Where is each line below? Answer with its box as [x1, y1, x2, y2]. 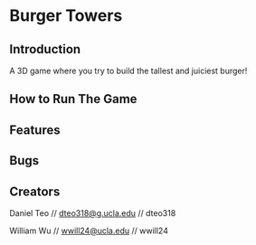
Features [9, 122, 61, 137]
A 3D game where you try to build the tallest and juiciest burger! [9, 65, 248, 76]
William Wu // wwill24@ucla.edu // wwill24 [9, 225, 169, 236]
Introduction [9, 42, 81, 57]
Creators [9, 184, 61, 199]
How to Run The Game [9, 91, 137, 107]
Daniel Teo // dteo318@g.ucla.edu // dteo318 [9, 207, 176, 218]
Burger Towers [9, 5, 123, 26]
